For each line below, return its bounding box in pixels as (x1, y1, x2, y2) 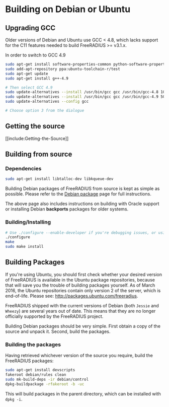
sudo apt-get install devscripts (5, 368, 75, 373)
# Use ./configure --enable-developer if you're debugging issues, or (5, 230, 156, 235)
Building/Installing (5, 219, 51, 226)
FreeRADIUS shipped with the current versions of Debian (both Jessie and (5, 302, 159, 308)
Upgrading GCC (5, 24, 56, 32)
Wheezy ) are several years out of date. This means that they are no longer (5, 308, 156, 314)
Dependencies (5, 165, 42, 172)
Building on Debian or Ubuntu (5, 4, 131, 15)
